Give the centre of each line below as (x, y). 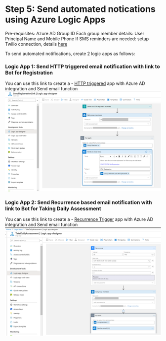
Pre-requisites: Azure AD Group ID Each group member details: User (75, 33)
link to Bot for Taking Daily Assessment (53, 208)
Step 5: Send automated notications (80, 9)
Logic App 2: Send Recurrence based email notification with (79, 202)
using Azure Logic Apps (55, 20)
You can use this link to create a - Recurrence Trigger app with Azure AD (79, 219)
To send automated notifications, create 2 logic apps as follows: (70, 54)
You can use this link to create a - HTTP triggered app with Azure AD (75, 83)
